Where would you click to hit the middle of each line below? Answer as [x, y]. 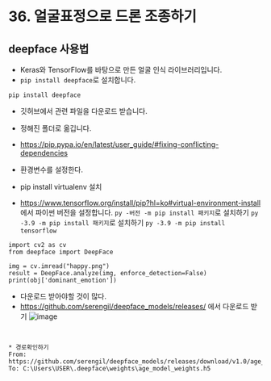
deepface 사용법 [49, 49]
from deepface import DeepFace [61, 252]
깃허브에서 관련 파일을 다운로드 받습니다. [83, 111]
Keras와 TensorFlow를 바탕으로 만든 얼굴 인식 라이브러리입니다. [121, 70]
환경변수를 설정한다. [51, 170]
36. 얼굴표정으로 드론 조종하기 [102, 17]
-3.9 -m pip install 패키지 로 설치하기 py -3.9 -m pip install [123, 222]
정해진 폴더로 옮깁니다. [56, 128]
